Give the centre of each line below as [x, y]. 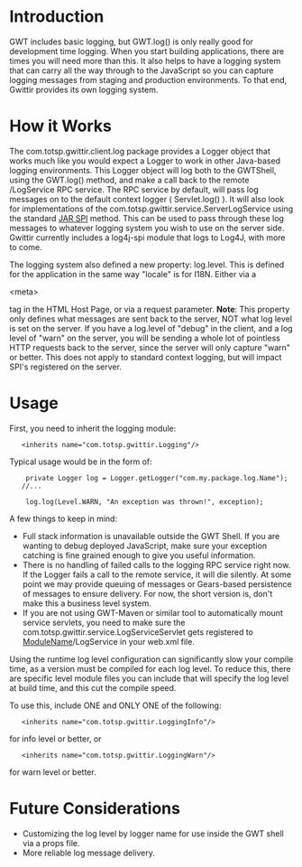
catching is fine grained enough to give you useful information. [139, 555]
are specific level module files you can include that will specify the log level [149, 678]
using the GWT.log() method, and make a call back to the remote [129, 180]
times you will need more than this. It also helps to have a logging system [145, 61]
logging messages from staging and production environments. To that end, [148, 79]
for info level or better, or [55, 739]
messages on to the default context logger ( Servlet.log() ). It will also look [147, 199]
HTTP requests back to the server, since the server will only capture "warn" [150, 347]
